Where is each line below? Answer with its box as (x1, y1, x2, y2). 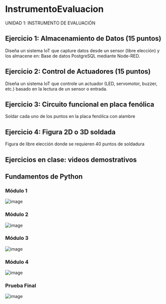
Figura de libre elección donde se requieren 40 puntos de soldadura (5, 141, 145, 147)
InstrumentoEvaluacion (5, 3, 104, 15)
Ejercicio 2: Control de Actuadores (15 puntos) (5, 67, 151, 76)
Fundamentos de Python (5, 172, 83, 181)
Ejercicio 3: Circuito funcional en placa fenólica (5, 100, 155, 108)
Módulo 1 (5, 187, 28, 194)
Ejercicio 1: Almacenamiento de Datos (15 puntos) (5, 34, 162, 43)
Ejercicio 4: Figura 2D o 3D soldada (5, 128, 116, 136)
